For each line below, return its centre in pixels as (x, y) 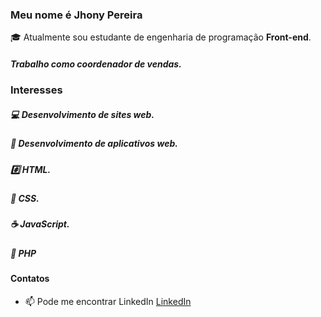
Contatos (30, 279)
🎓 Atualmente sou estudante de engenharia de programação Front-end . (161, 37)
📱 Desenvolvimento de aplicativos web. (94, 144)
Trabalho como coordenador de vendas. (96, 64)
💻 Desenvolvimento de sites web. (82, 114)
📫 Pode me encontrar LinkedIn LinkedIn (108, 301)
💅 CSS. (25, 198)
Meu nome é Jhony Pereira (76, 15)
